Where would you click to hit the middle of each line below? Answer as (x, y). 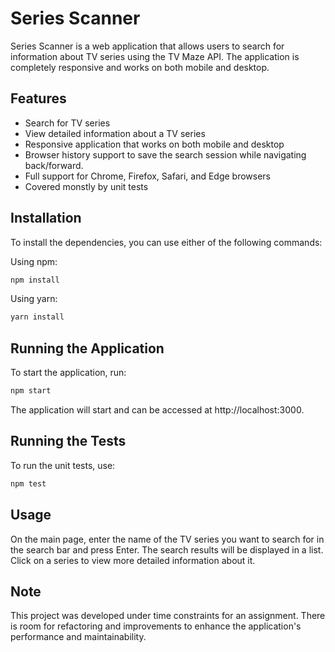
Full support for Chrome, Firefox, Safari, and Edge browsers (148, 176)
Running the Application (87, 348)
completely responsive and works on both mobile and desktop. (140, 67)
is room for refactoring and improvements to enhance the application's (156, 626)
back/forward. (54, 165)
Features (38, 98)
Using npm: (34, 261)
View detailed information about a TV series (115, 133)
